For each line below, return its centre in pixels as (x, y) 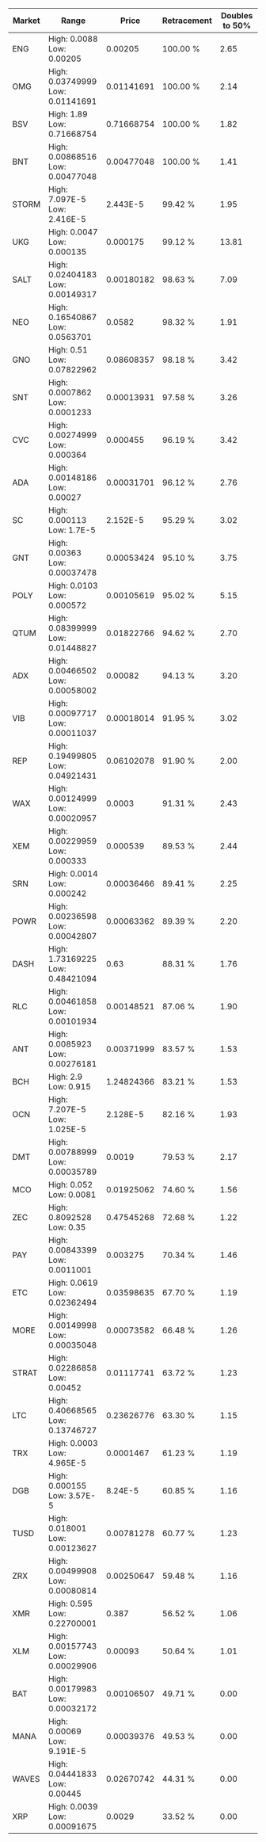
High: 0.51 (68, 350)
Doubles (237, 15)
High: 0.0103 (73, 585)
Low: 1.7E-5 (72, 530)
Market (27, 21)
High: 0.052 (71, 1185)
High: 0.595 (71, 1604)
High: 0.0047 (73, 232)
